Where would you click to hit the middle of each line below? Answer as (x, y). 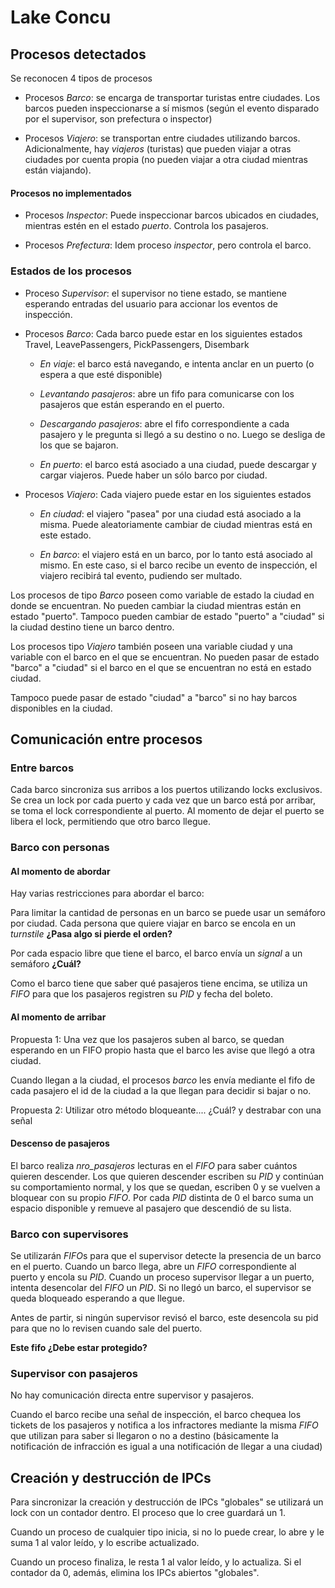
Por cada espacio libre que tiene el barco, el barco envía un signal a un (156, 953)
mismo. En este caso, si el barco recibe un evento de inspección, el (178, 565)
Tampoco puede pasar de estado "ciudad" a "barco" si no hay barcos (154, 697)
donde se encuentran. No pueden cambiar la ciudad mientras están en (156, 605)
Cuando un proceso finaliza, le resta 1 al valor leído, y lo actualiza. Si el (156, 1562)
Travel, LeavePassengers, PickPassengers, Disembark (137, 344)
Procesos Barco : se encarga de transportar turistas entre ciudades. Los (172, 97)
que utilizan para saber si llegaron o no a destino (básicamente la (144, 1436)
